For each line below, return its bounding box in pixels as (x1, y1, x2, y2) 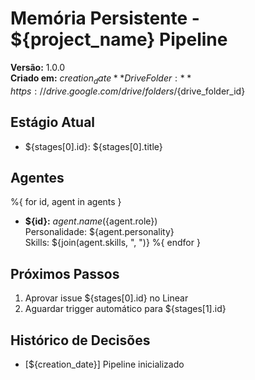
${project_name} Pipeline (10, 28, 228, 51)
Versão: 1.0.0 (10, 61, 66, 73)
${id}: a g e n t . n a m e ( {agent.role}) (24, 215, 158, 227)
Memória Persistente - (10, 7, 200, 30)
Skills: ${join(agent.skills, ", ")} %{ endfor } (24, 237, 201, 249)
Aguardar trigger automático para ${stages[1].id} (24, 303, 227, 315)
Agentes (10, 169, 65, 186)
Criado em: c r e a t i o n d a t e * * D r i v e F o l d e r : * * (10, 72, 192, 86)
